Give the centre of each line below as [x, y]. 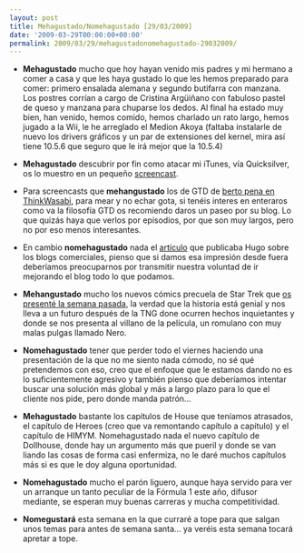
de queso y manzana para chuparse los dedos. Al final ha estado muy [153, 108]
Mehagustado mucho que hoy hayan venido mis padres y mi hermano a [157, 69]
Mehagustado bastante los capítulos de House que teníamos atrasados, [157, 417]
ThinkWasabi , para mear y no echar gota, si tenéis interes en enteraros [155, 201]
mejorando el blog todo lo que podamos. [98, 276]
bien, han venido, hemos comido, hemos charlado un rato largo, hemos [156, 117]
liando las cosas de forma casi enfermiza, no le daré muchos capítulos [154, 455]
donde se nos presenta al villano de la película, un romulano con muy [152, 323]
